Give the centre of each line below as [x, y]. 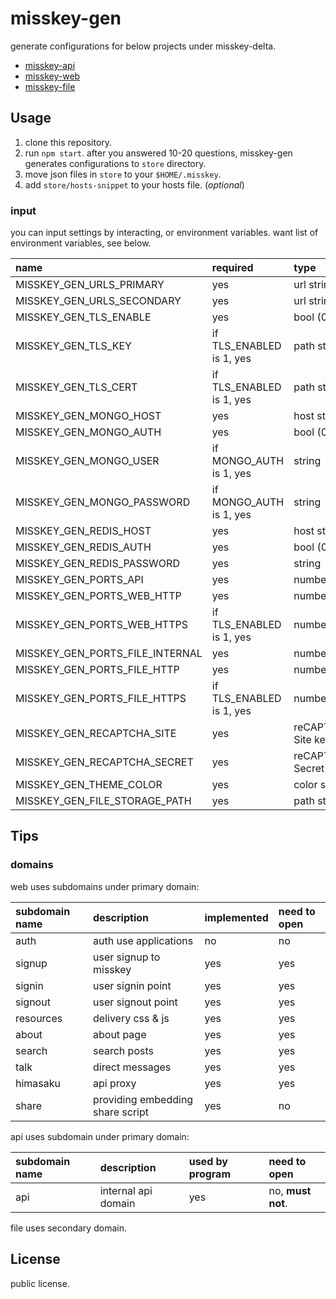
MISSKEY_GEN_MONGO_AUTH [88, 432]
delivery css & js [131, 1018]
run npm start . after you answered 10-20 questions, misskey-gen [158, 153]
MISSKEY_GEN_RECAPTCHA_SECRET [104, 762]
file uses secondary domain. [68, 1228]
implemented [236, 917]
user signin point [132, 985]
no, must [290, 1190]
